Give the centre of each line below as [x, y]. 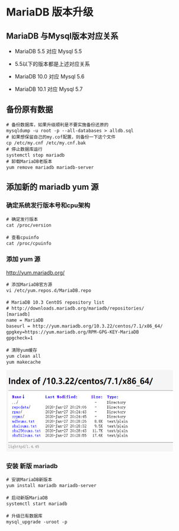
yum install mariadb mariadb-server [51, 486]
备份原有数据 [30, 109]
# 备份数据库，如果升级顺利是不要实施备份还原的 [57, 125]
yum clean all [24, 356]
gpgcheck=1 [20, 338]
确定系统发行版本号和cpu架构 [48, 205]
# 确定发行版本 [22, 219]
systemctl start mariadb [37, 504]
